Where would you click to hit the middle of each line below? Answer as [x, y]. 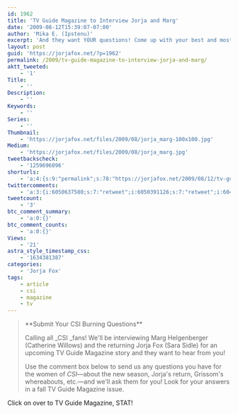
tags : [15, 277]
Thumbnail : [23, 133]
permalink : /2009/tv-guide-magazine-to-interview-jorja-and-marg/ [107, 60]
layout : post [27, 47]
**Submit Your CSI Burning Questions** [84, 324]
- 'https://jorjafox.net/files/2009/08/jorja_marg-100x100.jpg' [117, 139]
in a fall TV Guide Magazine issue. [74, 389]
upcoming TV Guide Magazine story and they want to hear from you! [125, 353]
